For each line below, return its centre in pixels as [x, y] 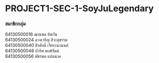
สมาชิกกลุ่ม [16, 24]
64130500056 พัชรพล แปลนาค [33, 56]
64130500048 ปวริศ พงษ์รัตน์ [32, 51]
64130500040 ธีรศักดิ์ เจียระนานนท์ [37, 45]
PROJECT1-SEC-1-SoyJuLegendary [79, 9]
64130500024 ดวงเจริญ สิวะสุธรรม [36, 40]
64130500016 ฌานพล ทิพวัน [31, 34]
